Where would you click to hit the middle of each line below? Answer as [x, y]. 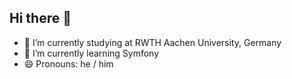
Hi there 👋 [40, 18]
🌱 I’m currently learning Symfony [91, 53]
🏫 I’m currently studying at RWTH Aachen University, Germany [152, 42]
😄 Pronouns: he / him [68, 63]
